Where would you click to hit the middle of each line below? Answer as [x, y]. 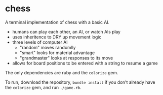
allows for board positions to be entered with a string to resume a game [85, 63]
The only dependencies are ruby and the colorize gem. [62, 72]
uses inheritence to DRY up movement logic [57, 37]
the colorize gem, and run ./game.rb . [43, 87]
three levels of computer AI [40, 42]
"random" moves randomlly [48, 47]
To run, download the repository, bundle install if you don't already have [80, 82]
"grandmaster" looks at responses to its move [66, 58]
